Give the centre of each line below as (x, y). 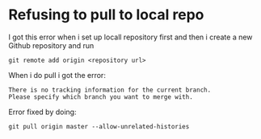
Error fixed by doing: (42, 112)
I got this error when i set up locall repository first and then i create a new (130, 37)
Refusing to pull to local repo (106, 15)
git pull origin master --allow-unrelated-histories (99, 126)
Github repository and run (51, 45)
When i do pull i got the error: (57, 75)
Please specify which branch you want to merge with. (101, 97)
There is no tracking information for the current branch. (110, 90)
